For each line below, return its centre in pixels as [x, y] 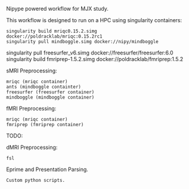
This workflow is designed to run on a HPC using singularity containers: [94, 20]
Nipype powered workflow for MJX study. [58, 9]
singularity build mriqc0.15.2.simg [52, 31]
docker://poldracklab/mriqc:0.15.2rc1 [54, 36]
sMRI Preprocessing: [32, 71]
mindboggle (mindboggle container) [50, 97]
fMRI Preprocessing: [31, 108]
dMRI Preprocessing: [32, 147]
